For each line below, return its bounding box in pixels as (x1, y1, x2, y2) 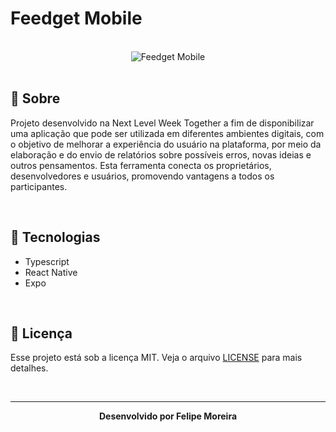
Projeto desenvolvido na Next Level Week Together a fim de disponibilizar (10, 117, 315, 129)
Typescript (24, 255, 70, 267)
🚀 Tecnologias (10, 229, 101, 246)
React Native (24, 266, 78, 278)
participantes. (10, 180, 68, 192)
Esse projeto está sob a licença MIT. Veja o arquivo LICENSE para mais (10, 352, 303, 364)
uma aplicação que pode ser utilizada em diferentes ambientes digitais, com (10, 127, 325, 139)
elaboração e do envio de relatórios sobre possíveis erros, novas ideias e (10, 148, 312, 161)
